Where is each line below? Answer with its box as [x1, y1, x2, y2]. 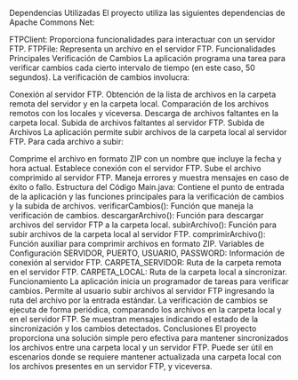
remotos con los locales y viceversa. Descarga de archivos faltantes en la [9, 108, 278, 118]
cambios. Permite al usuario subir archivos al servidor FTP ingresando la [9, 286, 275, 296]
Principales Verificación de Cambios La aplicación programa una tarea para [9, 53, 286, 63]
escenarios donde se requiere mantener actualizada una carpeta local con [9, 352, 282, 362]
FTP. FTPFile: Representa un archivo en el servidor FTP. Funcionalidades [9, 44, 276, 54]
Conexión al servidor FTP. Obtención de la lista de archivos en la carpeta [9, 89, 277, 99]
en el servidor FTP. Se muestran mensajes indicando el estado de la [9, 314, 259, 324]
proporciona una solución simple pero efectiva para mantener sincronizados [9, 333, 289, 343]
